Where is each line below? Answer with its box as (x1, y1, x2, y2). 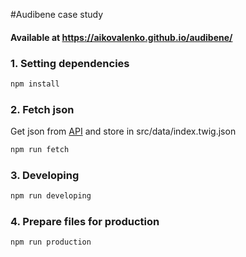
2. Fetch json (10, 102, 75, 116)
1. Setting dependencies (10, 56, 130, 70)
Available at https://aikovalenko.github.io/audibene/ (10, 31, 233, 43)
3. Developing (10, 168, 80, 182)
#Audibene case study (10, 9, 104, 20)
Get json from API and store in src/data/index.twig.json (10, 125, 237, 138)
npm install (10, 79, 60, 89)
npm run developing (10, 191, 92, 201)
